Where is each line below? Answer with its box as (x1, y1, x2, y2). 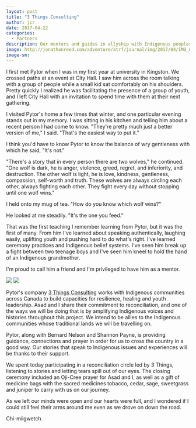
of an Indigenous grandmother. (6, 254, 80, 261)
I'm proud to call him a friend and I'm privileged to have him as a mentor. (6, 265, 180, 272)
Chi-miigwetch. (6, 415, 43, 422)
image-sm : (6, 52, 30, 58)
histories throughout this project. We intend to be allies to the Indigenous (6, 313, 181, 320)
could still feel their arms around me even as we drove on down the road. (6, 403, 182, 410)
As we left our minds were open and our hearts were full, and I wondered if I (6, 397, 189, 404)
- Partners (11, 36, 38, 42)
